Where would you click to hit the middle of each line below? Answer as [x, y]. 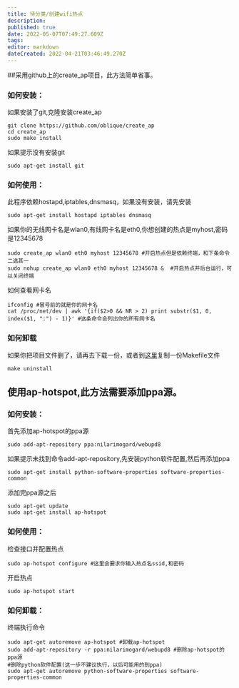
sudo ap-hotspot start [41, 591]
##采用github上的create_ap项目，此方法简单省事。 [82, 75]
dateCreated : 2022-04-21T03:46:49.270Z [67, 54]
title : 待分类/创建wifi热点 [45, 14]
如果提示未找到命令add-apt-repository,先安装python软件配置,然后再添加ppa [119, 459]
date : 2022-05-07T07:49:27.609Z [55, 34]
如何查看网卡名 [29, 290]
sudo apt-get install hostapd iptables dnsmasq [80, 216]
